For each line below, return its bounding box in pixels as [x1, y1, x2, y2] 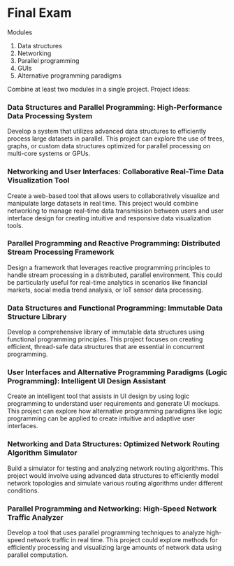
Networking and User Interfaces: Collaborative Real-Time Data [7, 167, 224, 176]
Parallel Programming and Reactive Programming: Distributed [7, 239, 221, 248]
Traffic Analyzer [7, 512, 64, 522]
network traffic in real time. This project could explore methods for [27, 536, 218, 544]
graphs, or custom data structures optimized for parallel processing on [7, 142, 211, 150]
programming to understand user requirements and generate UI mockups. [7, 399, 220, 408]
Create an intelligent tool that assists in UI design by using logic [7, 392, 190, 400]
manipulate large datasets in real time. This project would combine [7, 199, 199, 207]
